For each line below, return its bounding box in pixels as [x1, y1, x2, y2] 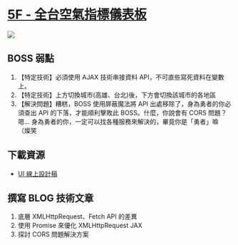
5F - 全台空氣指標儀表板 [7, 6, 148, 23]
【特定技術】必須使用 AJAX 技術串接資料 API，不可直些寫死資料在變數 [17, 73, 224, 81]
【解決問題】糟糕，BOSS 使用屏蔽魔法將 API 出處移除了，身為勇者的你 [17, 99, 225, 108]
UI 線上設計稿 [17, 169, 58, 178]
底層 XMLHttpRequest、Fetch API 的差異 [17, 212, 138, 221]
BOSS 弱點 [7, 53, 55, 65]
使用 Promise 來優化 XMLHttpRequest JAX [17, 221, 143, 230]
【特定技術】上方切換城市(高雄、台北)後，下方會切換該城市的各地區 [17, 90, 217, 99]
